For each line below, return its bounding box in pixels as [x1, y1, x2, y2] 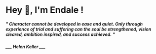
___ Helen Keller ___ [5, 44, 46, 50]
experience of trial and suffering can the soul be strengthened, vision [5, 26, 152, 32]
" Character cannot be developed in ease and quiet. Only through [5, 21, 143, 27]
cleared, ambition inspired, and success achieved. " [5, 31, 115, 37]
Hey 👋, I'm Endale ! [5, 4, 84, 16]
